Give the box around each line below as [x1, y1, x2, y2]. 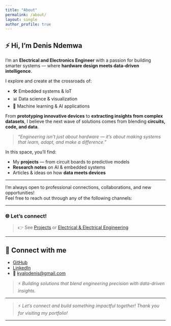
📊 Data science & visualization [12, 96, 78, 102]
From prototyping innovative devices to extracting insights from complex [5, 113, 163, 119]
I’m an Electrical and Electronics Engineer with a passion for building [5, 57, 151, 64]
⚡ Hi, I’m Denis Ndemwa [5, 41, 82, 50]
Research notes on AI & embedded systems [12, 164, 106, 171]
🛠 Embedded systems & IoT [12, 88, 72, 94]
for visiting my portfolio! [17, 310, 68, 316]
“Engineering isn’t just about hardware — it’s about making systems [17, 133, 161, 140]
